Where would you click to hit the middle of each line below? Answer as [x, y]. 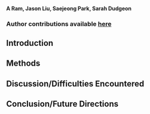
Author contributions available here [59, 24]
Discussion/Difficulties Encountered [75, 84]
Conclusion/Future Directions [62, 104]
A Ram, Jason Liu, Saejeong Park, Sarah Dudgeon [69, 8]
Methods [23, 64]
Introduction [30, 43]
